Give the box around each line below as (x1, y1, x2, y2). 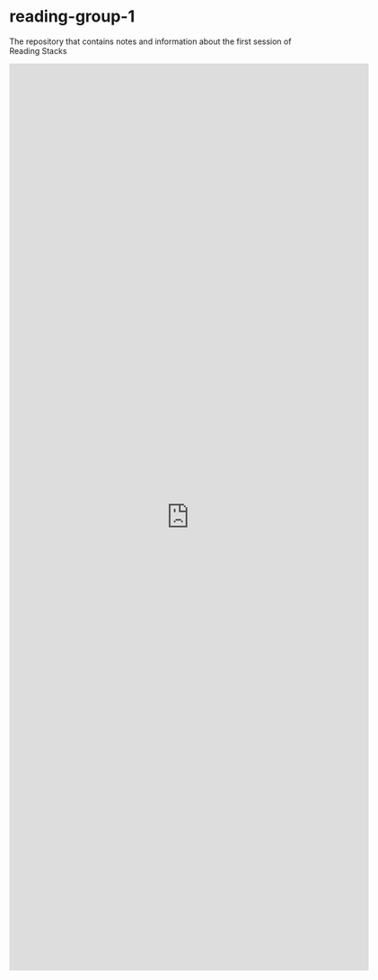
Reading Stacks (9, 45, 67, 56)
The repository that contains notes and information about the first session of (9, 36, 292, 47)
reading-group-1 (9, 6, 136, 27)
